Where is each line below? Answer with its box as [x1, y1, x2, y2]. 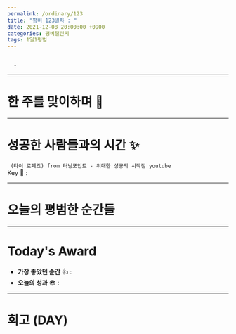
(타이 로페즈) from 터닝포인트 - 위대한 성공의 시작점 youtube [10, 162, 171, 169]
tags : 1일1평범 [7, 37, 48, 44]
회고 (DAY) [7, 312, 68, 328]
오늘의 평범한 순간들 [7, 202, 116, 218]
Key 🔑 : [7, 169, 28, 176]
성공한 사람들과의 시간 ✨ [7, 138, 140, 153]
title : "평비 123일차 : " [7, 17, 77, 24]
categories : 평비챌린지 [7, 30, 70, 37]
